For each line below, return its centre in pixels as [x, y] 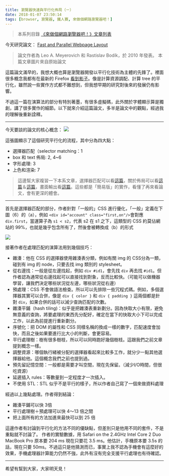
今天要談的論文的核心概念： [34, 130]
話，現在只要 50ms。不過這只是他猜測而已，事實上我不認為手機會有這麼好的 [84, 447]
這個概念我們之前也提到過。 [63, 359]
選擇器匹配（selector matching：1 [48, 151]
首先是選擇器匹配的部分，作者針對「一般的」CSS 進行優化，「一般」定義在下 [84, 208]
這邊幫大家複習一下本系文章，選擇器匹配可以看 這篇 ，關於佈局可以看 [88, 181]
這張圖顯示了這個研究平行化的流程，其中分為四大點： [60, 141]
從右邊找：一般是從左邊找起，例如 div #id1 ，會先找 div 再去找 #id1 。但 [87, 271]
